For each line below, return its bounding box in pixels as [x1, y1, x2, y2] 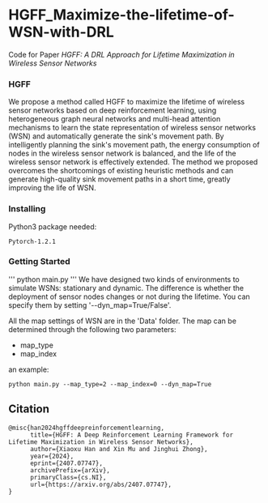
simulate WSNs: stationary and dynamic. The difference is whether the [8, 283, 245, 292]
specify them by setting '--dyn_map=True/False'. [8, 300, 172, 309]
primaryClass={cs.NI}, [29, 473, 107, 481]
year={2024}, [29, 452, 74, 460]
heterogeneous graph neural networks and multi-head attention [8, 114, 221, 124]
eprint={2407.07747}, [29, 459, 104, 467]
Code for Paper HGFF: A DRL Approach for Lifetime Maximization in [8, 49, 235, 59]
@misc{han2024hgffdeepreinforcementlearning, [8, 424, 164, 432]
